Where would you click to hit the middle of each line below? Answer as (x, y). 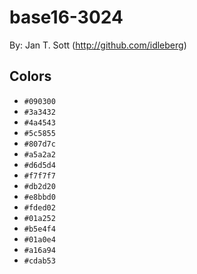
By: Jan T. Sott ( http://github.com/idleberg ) (98, 45)
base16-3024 (66, 17)
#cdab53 (39, 261)
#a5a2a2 (39, 154)
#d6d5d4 (39, 165)
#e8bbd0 (39, 197)
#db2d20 (39, 186)
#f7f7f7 (39, 176)
